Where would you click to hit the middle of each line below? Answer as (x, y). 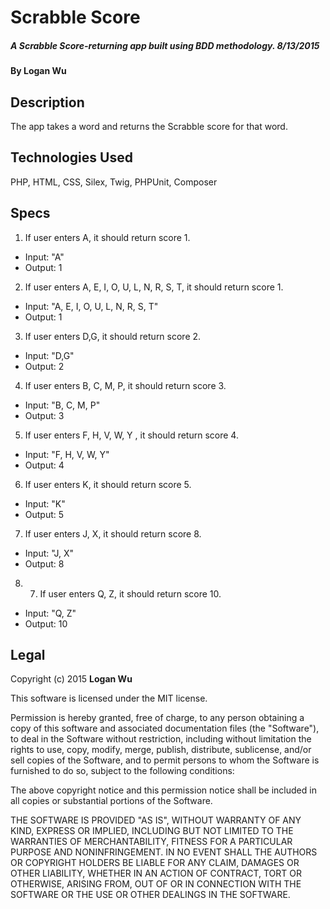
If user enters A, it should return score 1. (107, 237)
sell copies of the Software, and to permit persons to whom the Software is (165, 760)
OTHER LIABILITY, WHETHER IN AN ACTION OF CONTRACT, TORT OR (156, 873)
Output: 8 (44, 563)
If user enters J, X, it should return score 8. (113, 533)
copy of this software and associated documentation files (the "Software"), (165, 728)
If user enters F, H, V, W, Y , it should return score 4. (131, 435)
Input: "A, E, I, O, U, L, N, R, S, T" (91, 306)
